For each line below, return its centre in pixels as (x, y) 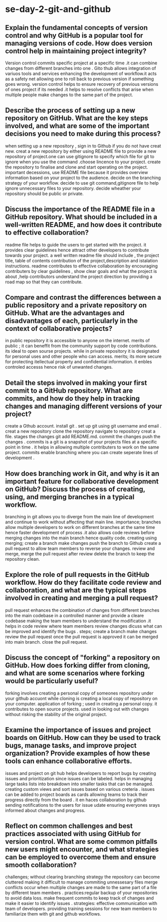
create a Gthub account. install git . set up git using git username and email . (83, 426)
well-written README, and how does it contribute (83, 225)
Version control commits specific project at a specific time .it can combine (81, 63)
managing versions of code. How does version (79, 43)
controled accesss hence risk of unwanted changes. (59, 367)
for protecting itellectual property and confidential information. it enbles (79, 362)
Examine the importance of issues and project (78, 730)
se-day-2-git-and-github (58, 9)
